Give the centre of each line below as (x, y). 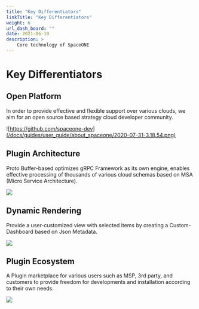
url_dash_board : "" (30, 28)
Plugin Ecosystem (40, 261)
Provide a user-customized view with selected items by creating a (87, 225)
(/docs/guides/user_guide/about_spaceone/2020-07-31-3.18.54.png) (91, 135)
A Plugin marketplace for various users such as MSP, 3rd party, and (90, 276)
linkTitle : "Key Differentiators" (49, 17)
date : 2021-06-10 (28, 34)
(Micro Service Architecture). (42, 181)
